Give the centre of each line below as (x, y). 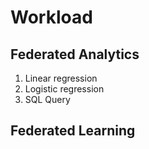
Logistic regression (64, 89)
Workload (51, 17)
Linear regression (61, 78)
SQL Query (47, 99)
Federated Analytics (75, 54)
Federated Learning (73, 131)
